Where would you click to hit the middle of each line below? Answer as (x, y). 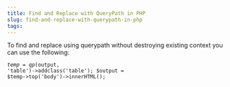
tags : (15, 26)
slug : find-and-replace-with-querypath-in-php (75, 20)
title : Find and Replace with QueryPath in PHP (77, 13)
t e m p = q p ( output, (33, 65)
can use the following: (38, 52)
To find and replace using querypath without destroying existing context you (115, 46)
